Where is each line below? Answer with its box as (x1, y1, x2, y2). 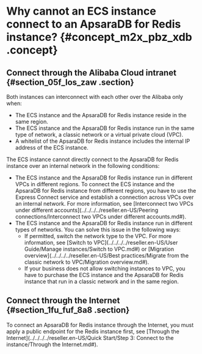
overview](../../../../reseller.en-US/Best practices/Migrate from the (24, 252, 189, 259)
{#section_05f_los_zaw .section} (6, 77, 134, 87)
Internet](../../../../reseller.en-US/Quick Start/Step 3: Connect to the (6, 334, 174, 341)
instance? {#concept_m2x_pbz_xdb (6, 31, 192, 44)
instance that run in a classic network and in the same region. (24, 278, 179, 285)
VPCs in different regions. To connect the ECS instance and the (15, 181, 175, 187)
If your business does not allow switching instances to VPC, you (24, 265, 186, 272)
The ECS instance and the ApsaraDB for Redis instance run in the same (15, 125, 195, 132)
